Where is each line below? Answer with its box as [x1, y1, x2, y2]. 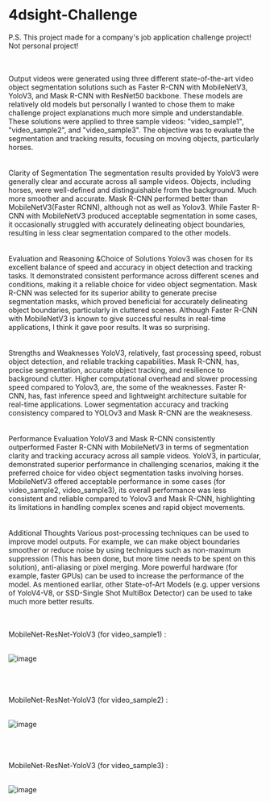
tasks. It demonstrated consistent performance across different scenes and [8, 270, 260, 280]
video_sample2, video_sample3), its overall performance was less [8, 485, 227, 495]
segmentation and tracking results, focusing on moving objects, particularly [8, 133, 260, 143]
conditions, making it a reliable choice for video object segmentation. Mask [8, 279, 258, 289]
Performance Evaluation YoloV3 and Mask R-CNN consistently [8, 433, 216, 443]
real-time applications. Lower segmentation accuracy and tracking [8, 399, 229, 409]
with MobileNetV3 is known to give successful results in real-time [8, 313, 226, 324]
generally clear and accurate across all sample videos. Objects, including [8, 176, 251, 186]
